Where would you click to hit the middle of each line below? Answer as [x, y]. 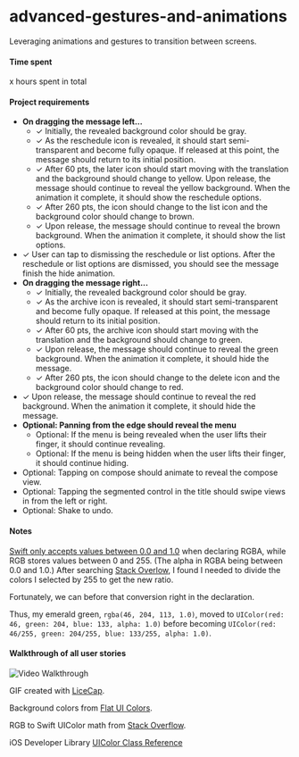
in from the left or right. [65, 501]
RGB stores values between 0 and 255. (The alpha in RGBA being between [146, 561]
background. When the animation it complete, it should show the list [160, 236]
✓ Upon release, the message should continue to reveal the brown [158, 226]
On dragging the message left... [82, 121]
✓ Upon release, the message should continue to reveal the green [157, 349]
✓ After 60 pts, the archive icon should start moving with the [147, 330]
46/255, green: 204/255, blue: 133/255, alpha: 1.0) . [110, 633]
